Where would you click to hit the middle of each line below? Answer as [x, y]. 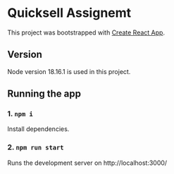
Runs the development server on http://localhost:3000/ [87, 163]
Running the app [44, 94]
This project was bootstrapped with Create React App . [86, 32]
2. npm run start [36, 147]
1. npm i [20, 114]
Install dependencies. [38, 129]
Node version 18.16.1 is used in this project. [69, 71]
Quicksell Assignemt [69, 13]
